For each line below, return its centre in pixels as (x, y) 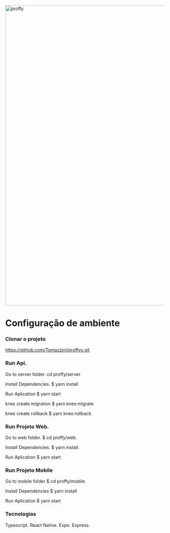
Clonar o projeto (26, 339)
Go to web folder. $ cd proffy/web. (41, 438)
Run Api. (16, 363)
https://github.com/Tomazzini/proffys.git (48, 350)
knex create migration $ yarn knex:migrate (49, 403)
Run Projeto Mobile (29, 470)
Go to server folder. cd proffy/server (43, 374)
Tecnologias (21, 514)
